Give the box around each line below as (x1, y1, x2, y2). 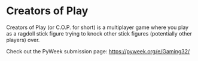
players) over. (6, 36, 40, 43)
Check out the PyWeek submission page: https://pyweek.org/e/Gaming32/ (6, 47, 190, 54)
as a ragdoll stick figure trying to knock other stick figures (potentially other (6, 30, 193, 37)
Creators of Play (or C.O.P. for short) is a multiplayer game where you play (6, 24, 189, 31)
